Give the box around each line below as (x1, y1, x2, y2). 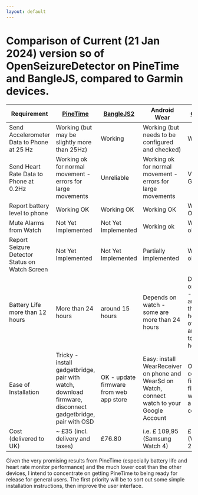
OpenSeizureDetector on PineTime (6, 59, 180, 73)
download (55, 388, 84, 396)
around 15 (101, 304, 130, 312)
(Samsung (143, 434, 172, 442)
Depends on (143, 293, 177, 302)
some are (143, 308, 169, 316)
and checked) (143, 145, 181, 154)
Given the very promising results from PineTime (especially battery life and (6, 457, 187, 464)
